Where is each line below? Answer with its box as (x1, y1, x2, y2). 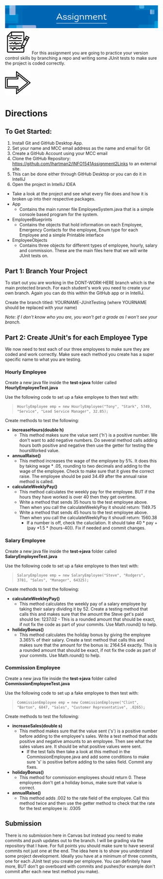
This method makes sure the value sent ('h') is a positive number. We (19, 432, 158, 438)
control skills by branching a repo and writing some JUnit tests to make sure (5, 55, 157, 61)
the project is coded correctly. (5, 60, 65, 66)
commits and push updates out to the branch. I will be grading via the (5, 837, 144, 843)
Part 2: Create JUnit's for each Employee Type (5, 333, 148, 341)
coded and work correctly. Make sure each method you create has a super (5, 351, 154, 357)
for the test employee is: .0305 (19, 805, 81, 811)
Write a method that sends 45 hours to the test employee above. (19, 509, 148, 515)
